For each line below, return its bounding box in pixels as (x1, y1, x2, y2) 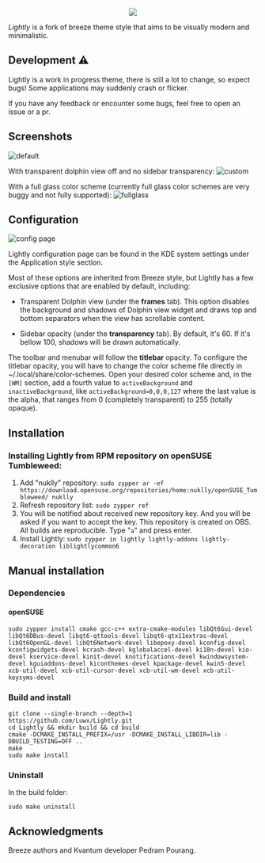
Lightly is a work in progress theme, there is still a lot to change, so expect (8, 74, 251, 84)
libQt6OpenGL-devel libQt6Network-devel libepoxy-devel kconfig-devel (8, 639, 246, 647)
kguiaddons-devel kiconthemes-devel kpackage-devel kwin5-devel (28, 659, 246, 667)
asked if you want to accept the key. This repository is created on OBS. (19, 517, 252, 527)
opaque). (8, 403, 38, 413)
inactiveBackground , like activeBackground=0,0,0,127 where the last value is (8, 387, 256, 396)
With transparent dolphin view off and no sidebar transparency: (8, 166, 215, 176)
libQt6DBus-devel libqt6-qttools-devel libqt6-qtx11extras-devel (8, 632, 228, 640)
